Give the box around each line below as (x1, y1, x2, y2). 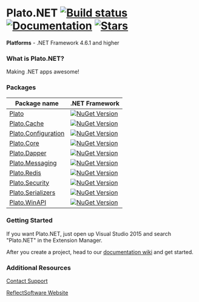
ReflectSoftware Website (6, 289, 69, 297)
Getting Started (6, 216, 53, 225)
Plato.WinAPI (9, 198, 47, 207)
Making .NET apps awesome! (6, 68, 80, 75)
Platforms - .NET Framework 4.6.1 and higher (6, 39, 120, 46)
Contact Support (6, 277, 48, 285)
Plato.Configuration (9, 129, 65, 137)
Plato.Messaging (9, 159, 57, 167)
